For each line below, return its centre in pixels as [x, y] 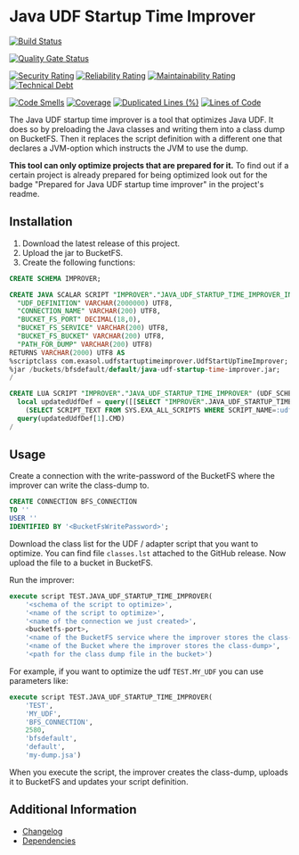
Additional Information [73, 810]
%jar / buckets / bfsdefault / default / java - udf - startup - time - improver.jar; [145, 369]
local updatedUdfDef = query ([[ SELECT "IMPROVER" [111, 402]
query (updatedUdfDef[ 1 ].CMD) [71, 418]
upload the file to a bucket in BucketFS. [81, 563]
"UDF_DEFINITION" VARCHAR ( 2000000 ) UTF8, [95, 303]
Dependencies [49, 841]
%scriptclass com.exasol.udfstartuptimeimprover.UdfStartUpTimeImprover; [149, 361]
